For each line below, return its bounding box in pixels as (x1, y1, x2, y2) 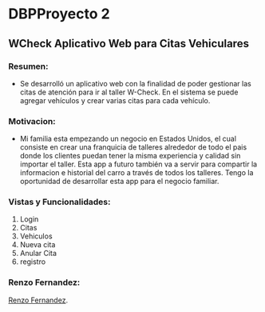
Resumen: (8, 61, 49, 72)
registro (19, 257, 46, 266)
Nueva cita (19, 240, 56, 250)
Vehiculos (19, 231, 53, 241)
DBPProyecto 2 (8, 5, 110, 23)
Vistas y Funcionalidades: (8, 197, 111, 208)
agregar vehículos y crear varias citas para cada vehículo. (19, 95, 211, 105)
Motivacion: (8, 115, 56, 126)
